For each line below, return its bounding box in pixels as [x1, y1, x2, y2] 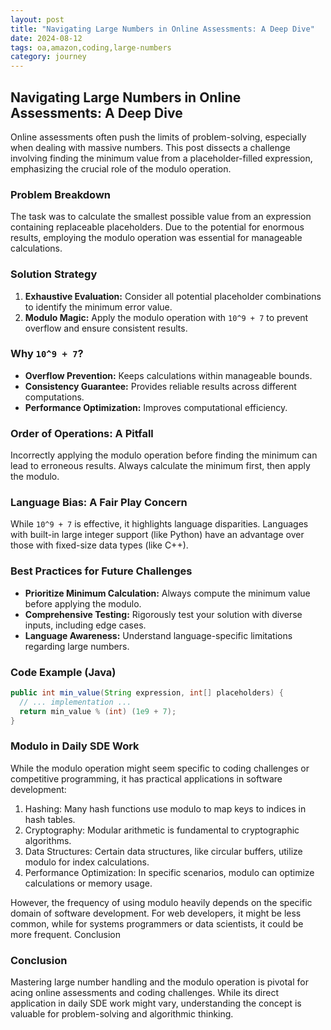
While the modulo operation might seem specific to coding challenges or [10, 762, 310, 774]
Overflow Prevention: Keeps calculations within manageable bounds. [24, 369, 313, 381]
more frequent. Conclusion [10, 928, 122, 940]
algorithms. [24, 834, 72, 846]
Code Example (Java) [10, 665, 117, 679]
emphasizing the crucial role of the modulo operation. [10, 162, 232, 175]
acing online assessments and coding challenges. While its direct [10, 987, 280, 999]
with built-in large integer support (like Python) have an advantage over [10, 529, 305, 541]
